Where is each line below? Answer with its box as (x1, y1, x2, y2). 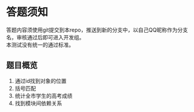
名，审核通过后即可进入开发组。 (6, 33, 85, 41)
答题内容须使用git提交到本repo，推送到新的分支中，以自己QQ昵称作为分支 (6, 26, 189, 33)
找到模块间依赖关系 (14, 99, 62, 107)
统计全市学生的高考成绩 (14, 92, 73, 99)
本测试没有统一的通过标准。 (6, 41, 74, 48)
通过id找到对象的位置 (14, 77, 67, 84)
